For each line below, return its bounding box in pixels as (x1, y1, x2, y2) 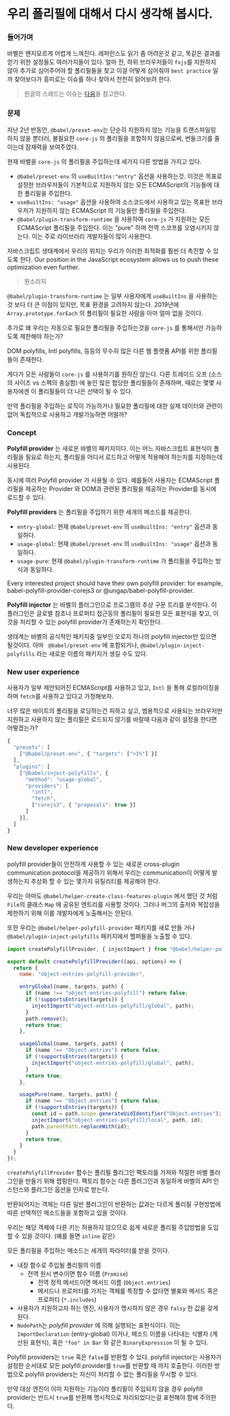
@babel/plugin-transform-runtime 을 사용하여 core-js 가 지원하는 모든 (16, 214, 211, 223)
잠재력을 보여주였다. (25, 142, 79, 151)
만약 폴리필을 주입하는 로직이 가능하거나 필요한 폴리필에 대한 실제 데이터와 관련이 (7, 401, 223, 409)
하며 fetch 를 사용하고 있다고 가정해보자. (7, 692, 114, 701)
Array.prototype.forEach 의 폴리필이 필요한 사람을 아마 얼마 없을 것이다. (7, 308, 203, 317)
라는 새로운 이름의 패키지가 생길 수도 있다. (36, 650, 148, 658)
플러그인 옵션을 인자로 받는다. (30, 1186, 110, 1194)
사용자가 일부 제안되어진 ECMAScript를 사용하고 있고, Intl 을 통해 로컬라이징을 (7, 684, 220, 692)
